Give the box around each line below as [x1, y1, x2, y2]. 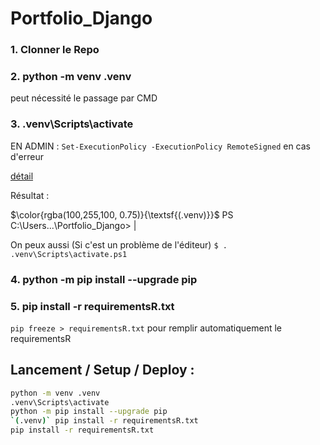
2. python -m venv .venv [10, 70, 132, 84]
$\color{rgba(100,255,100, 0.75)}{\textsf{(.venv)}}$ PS [10, 208, 234, 221]
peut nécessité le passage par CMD [10, 92, 158, 104]
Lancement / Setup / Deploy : [10, 362, 195, 379]
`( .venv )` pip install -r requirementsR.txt [10, 416, 199, 426]
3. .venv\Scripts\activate [10, 117, 134, 131]
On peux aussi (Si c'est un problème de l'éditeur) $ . [10, 238, 228, 251]
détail [10, 170, 34, 182]
